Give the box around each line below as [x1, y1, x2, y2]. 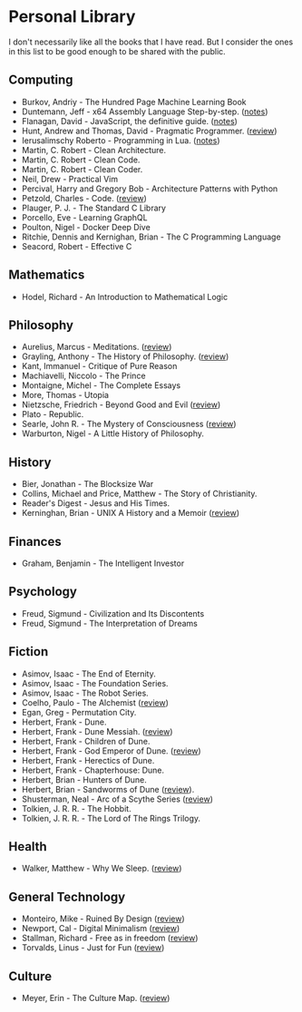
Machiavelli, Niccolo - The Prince [21, 370, 146, 382]
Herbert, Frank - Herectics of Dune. [21, 754, 155, 765]
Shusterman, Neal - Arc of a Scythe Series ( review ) [21, 793, 214, 804]
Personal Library [8, 6, 136, 27]
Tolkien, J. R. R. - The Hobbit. [21, 803, 132, 813]
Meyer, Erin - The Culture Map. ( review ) [21, 993, 170, 1004]
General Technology [8, 889, 126, 904]
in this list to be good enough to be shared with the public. [8, 45, 226, 56]
